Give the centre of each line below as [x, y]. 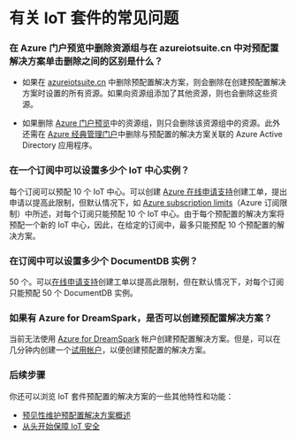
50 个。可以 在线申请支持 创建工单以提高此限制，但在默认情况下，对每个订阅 [147, 282]
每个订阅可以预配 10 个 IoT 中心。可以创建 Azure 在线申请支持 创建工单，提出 [148, 191]
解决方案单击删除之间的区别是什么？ [86, 61]
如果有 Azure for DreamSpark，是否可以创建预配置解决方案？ [141, 318]
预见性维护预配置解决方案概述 [76, 415]
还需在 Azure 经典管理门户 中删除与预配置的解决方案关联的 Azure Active [152, 135]
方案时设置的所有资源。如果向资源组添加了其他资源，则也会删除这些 [146, 93]
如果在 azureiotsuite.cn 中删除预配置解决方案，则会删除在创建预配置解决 [154, 82]
